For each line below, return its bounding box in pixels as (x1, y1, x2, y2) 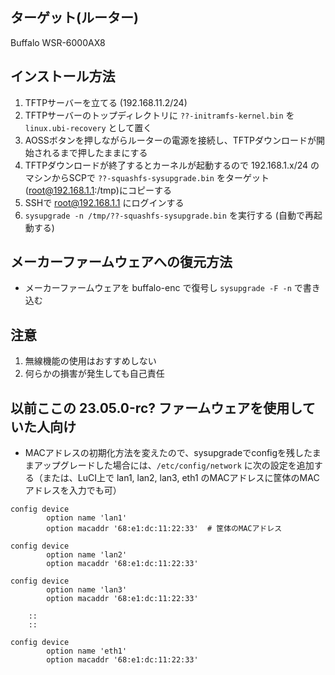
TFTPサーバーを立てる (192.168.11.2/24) (24, 96, 188, 108)
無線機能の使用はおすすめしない (24, 355, 157, 367)
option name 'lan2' (46, 550, 128, 560)
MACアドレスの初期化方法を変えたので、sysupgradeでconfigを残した (24, 447, 313, 459)
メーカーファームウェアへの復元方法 (10, 254, 233, 271)
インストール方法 (10, 68, 116, 85)
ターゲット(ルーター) (10, 9, 139, 27)
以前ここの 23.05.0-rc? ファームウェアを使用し (10, 399, 303, 417)
